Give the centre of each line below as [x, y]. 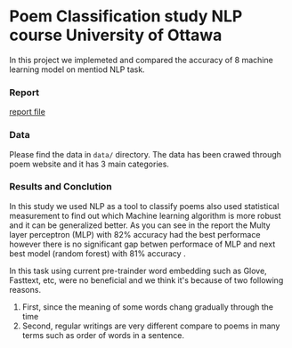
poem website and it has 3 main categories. [89, 164]
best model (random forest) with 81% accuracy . [97, 253]
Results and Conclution [61, 187]
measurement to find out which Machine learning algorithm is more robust [146, 215]
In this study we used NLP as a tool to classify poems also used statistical [144, 206]
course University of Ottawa [116, 35]
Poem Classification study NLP [126, 16]
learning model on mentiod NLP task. [77, 69]
